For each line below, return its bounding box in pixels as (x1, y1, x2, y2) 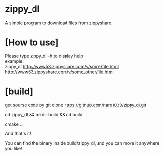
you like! (5, 145, 22, 151)
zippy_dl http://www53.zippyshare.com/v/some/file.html (5, 63, 119, 69)
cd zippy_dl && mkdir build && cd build (5, 111, 83, 117)
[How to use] (5, 37, 59, 48)
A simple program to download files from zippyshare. (5, 20, 113, 26)
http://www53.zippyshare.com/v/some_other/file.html (5, 69, 114, 75)
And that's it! (5, 130, 31, 136)
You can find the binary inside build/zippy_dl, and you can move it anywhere (5, 140, 160, 146)
